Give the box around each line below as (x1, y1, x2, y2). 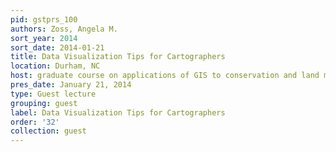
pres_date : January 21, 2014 (10, 80, 132, 90)
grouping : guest (10, 98, 78, 108)
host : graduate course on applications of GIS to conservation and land (10, 71, 320, 81)
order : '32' (10, 117, 60, 127)
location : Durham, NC (10, 61, 101, 71)
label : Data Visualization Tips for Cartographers (10, 107, 226, 118)
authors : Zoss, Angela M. (10, 24, 118, 34)
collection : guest (10, 126, 87, 136)
